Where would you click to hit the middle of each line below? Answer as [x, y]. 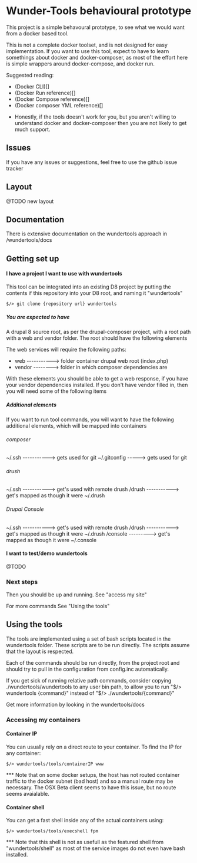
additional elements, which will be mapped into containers [76, 425]
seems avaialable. [28, 793]
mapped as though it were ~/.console [51, 540]
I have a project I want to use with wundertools [64, 274]
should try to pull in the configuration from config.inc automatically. [88, 669]
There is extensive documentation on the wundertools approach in [87, 234]
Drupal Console [25, 509]
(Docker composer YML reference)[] [59, 105]
